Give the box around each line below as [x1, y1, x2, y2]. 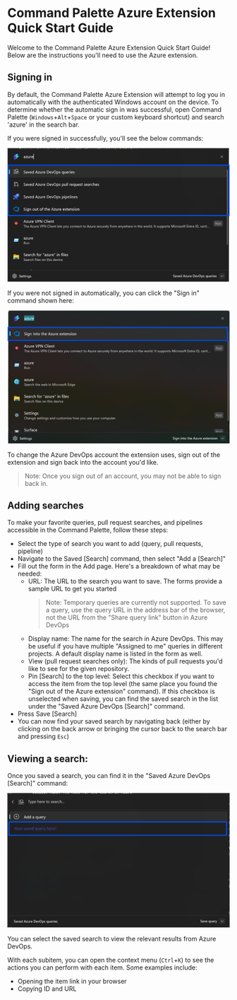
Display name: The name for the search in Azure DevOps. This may [28, 634, 224, 643]
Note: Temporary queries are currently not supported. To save [45, 598, 227, 607]
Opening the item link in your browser [17, 977, 127, 985]
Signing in [7, 71, 53, 83]
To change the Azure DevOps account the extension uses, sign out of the [7, 450, 221, 459]
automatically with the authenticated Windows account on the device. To [7, 98, 219, 106]
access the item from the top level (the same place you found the [28, 680, 218, 688]
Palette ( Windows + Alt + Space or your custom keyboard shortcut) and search [7, 112, 224, 121]
